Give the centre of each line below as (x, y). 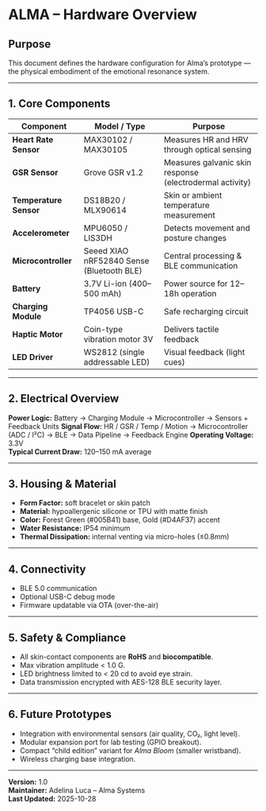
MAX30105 (106, 149)
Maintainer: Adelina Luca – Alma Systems (77, 790)
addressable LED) (117, 361)
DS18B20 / (104, 200)
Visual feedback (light (204, 352)
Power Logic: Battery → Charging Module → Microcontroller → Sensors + (128, 418)
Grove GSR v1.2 (114, 172)
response (181, 172)
